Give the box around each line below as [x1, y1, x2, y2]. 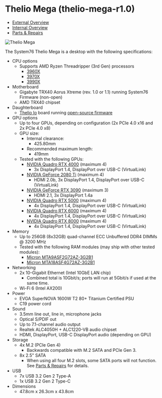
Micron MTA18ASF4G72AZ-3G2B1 [26, 259, 95, 265]
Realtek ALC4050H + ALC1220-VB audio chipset [19, 327, 117, 332]
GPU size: [19, 130, 39, 136]
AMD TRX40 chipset [19, 99, 61, 105]
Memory [12, 228, 29, 234]
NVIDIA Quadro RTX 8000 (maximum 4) [26, 218, 107, 224]
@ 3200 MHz [19, 239, 46, 244]
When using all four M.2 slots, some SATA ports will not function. [26, 357, 157, 363]
